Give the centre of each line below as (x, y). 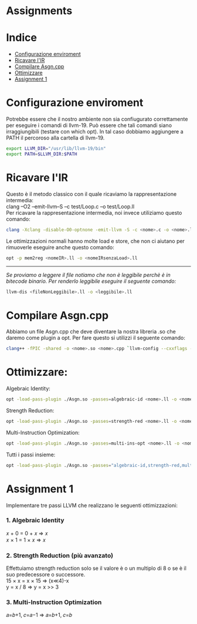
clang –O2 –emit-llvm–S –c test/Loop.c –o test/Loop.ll (70, 206)
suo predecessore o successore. (46, 575)
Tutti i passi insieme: (31, 455)
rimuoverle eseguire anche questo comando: (60, 247)
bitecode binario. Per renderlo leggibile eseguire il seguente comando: (91, 281)
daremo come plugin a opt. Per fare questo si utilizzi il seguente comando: (96, 338)
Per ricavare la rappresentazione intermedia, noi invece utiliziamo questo (94, 212)
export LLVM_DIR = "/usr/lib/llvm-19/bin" (56, 149)
